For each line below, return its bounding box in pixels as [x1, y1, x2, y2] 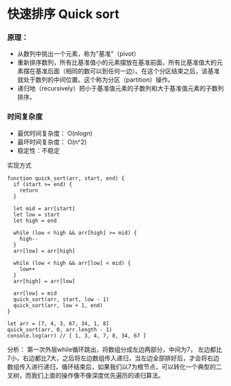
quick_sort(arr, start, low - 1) [13, 295, 110, 303]
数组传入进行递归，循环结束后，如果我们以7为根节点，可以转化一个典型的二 [7, 362, 222, 371]
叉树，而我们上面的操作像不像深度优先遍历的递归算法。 [7, 371, 164, 379]
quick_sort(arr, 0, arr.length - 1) [7, 326, 112, 333]
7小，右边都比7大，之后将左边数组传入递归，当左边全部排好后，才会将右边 [7, 353, 219, 362]
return [19, 187, 39, 194]
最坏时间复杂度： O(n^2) [17, 138, 88, 146]
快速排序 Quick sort [7, 6, 119, 22]
